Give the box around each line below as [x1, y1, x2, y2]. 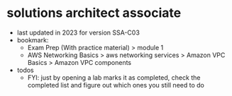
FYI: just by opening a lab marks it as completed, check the [27, 73, 201, 82]
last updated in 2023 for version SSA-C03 [16, 28, 140, 37]
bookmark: [16, 35, 49, 44]
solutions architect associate [6, 5, 182, 21]
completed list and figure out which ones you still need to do [27, 80, 205, 89]
